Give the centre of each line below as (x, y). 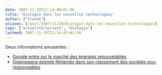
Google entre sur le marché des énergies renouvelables (69, 57)
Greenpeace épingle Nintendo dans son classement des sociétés (79, 62)
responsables (26, 67)
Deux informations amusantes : (37, 47)
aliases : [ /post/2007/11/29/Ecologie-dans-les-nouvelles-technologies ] (81, 24)
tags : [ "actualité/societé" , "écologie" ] (49, 28)
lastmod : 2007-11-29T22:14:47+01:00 (43, 33)
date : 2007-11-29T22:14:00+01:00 (40, 10)
